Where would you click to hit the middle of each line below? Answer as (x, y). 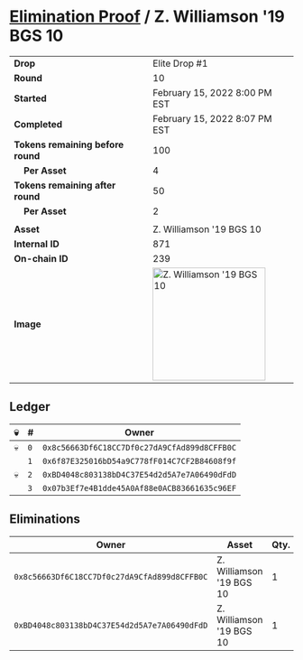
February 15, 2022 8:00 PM (212, 92)
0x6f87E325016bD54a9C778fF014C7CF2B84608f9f (139, 461)
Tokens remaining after (65, 185)
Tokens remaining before (69, 144)
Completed (38, 124)
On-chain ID (41, 258)
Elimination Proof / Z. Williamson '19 (147, 17)
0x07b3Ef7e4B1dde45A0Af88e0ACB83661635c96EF (139, 488)
